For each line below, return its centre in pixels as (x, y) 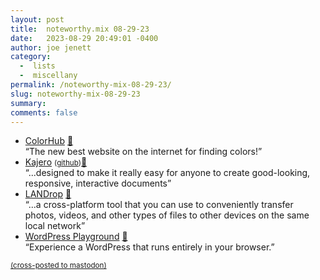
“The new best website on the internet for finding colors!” (143, 152)
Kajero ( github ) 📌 (56, 162)
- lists (37, 66)
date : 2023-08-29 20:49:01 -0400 (84, 38)
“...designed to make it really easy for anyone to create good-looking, (167, 173)
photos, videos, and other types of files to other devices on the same (167, 215)
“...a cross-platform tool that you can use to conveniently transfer (159, 205)
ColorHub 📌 (49, 141)
